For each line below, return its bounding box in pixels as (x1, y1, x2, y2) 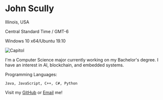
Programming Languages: (5, 71, 57, 77)
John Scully (5, 3, 54, 14)
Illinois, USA (5, 19, 29, 25)
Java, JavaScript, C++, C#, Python (5, 81, 78, 86)
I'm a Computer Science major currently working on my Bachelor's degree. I (5, 57, 159, 62)
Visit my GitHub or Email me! (5, 89, 63, 95)
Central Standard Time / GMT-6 (5, 28, 69, 34)
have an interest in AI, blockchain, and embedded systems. (5, 62, 124, 68)
